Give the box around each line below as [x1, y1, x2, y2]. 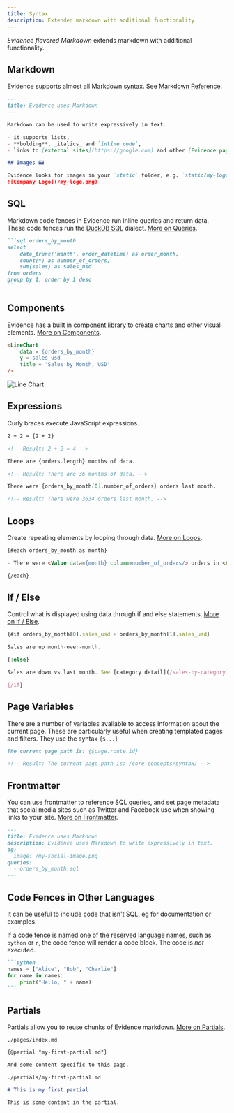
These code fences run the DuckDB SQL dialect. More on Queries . [7, 224, 198, 232]
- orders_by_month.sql [13, 866, 79, 873]
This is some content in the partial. [7, 1098, 120, 1106]
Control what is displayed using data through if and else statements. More [7, 610, 219, 618]
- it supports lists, [7, 133, 70, 140]
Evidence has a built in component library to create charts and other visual [7, 321, 221, 329]
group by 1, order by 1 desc [7, 277, 92, 284]
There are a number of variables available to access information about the [7, 719, 219, 727]
